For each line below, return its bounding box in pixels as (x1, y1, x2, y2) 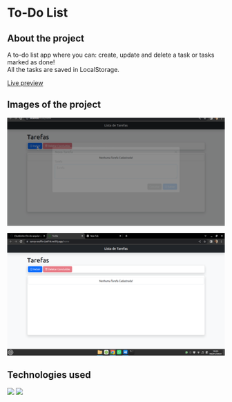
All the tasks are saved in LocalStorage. (7, 66, 119, 73)
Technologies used (7, 369, 91, 381)
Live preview (7, 79, 43, 87)
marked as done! (7, 58, 55, 66)
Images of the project (7, 99, 101, 111)
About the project (7, 33, 85, 44)
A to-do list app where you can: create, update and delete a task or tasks (7, 51, 215, 59)
